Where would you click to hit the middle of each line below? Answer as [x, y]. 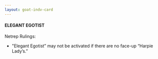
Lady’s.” [20, 51]
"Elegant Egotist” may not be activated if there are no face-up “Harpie [82, 46]
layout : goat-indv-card [29, 10]
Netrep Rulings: [20, 36]
